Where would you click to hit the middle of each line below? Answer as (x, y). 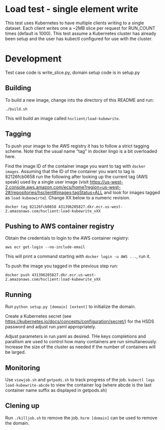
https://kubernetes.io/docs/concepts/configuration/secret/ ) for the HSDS (80, 321)
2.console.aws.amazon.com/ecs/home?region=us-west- (63, 187)
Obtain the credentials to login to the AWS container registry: (67, 238)
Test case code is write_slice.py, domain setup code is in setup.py (73, 72)
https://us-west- (107, 182)
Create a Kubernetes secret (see (38, 316)
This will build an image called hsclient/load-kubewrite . (63, 118)
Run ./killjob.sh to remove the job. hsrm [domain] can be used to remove (81, 418)
